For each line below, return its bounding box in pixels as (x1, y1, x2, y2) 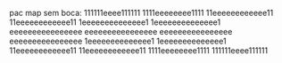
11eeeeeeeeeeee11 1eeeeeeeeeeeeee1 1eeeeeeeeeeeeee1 (9, 17, 221, 28)
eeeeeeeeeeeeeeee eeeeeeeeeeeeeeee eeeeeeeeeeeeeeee (9, 27, 233, 36)
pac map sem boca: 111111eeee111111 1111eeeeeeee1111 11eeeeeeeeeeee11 (9, 8, 274, 18)
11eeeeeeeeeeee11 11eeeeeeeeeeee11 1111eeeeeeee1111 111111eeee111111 (9, 45, 269, 56)
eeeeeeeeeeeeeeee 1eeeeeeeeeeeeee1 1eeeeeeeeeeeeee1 (9, 35, 227, 46)
